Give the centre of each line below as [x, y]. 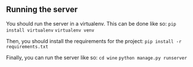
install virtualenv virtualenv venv [50, 30]
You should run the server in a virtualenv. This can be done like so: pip [91, 23]
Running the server [42, 10]
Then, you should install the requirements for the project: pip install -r [94, 41]
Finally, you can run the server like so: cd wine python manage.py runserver [97, 57]
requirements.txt [27, 47]
